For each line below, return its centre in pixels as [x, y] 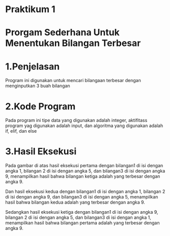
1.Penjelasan [32, 66]
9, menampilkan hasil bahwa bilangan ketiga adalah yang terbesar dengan [83, 176]
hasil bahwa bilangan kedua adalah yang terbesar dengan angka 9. [75, 202]
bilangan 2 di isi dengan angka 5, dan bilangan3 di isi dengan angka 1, [78, 218]
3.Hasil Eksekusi [41, 152]
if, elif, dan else [21, 131]
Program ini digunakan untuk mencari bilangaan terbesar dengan [73, 81]
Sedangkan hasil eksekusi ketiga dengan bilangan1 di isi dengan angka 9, [82, 212]
